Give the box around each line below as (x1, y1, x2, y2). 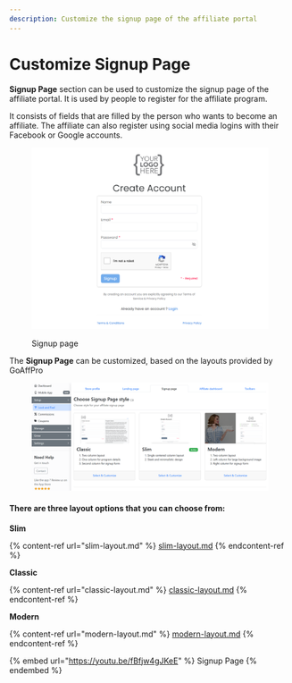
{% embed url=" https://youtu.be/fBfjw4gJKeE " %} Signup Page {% (9, 655, 257, 666)
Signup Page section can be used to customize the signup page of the (9, 83, 270, 94)
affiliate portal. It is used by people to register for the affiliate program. (9, 93, 268, 104)
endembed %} (9, 664, 63, 675)
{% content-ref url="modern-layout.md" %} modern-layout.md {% (9, 628, 254, 639)
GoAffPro (9, 365, 44, 375)
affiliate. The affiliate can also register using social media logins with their (9, 120, 279, 131)
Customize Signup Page (9, 54, 191, 74)
